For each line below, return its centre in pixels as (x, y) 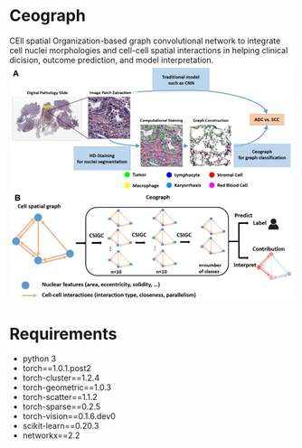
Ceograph (47, 16)
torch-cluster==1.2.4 (61, 378)
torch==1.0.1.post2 (57, 369)
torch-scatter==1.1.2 (60, 397)
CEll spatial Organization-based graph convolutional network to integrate (145, 41)
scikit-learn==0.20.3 (61, 426)
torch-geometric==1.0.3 (67, 387)
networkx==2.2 (51, 435)
